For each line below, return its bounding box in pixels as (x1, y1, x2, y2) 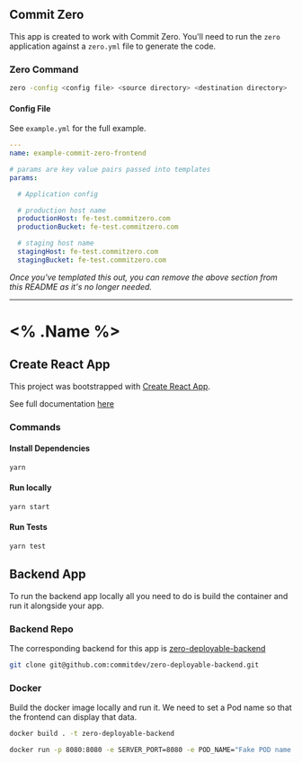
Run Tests (9, 522, 48, 533)
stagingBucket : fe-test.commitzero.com (17, 256, 167, 265)
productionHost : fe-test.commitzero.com (17, 214, 171, 223)
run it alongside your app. (9, 600, 105, 611)
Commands (9, 420, 61, 433)
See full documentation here (9, 398, 115, 408)
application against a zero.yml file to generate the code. (9, 40, 217, 51)
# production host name (17, 206, 106, 215)
